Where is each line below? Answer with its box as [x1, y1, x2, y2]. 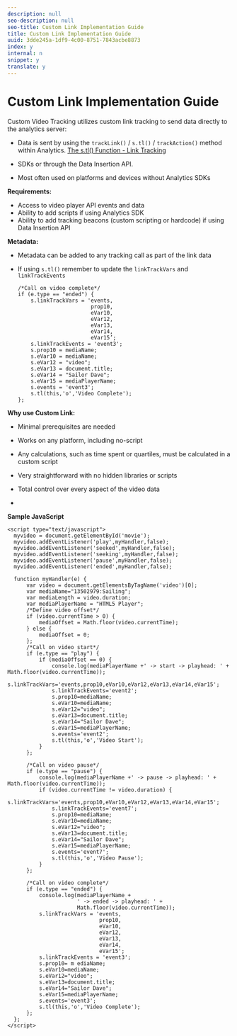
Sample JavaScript [7, 512, 64, 521]
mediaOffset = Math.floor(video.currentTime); [38, 619, 179, 626]
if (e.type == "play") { [25, 650, 100, 657]
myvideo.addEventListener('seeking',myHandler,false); [13, 551, 179, 558]
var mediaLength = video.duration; [25, 594, 132, 601]
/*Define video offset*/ [25, 607, 100, 614]
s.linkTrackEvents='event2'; [52, 687, 138, 694]
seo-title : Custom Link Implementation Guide [7, 23, 144, 30]
